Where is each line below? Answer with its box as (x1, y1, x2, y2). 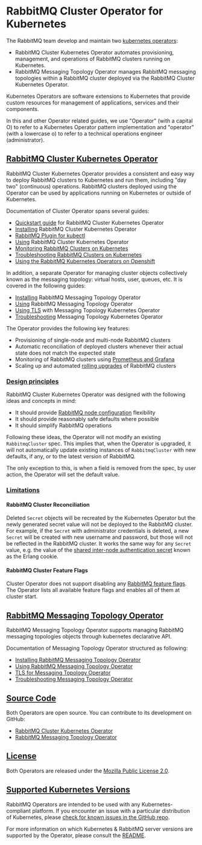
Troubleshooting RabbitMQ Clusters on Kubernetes (14, 251, 142, 258)
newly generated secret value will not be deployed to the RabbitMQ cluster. (6, 521, 193, 528)
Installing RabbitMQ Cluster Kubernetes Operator (14, 225, 137, 233)
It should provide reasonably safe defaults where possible (14, 416, 159, 423)
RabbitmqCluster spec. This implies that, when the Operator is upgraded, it (6, 440, 191, 448)
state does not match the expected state (14, 349, 116, 356)
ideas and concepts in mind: (6, 397, 77, 405)
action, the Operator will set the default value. (6, 471, 120, 478)
